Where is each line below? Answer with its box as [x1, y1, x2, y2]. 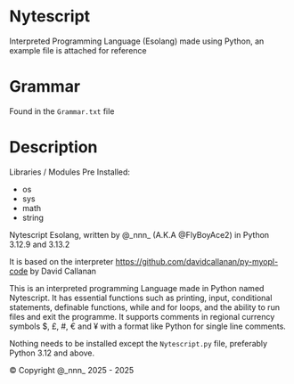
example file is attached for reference [9, 45, 147, 55]
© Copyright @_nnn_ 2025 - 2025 [9, 364, 135, 375]
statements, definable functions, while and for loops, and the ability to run [9, 301, 281, 313]
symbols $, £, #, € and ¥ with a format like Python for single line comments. [9, 321, 287, 331]
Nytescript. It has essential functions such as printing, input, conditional [9, 292, 273, 303]
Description [9, 137, 98, 158]
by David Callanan [29, 266, 96, 276]
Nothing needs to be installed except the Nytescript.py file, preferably [9, 338, 268, 348]
